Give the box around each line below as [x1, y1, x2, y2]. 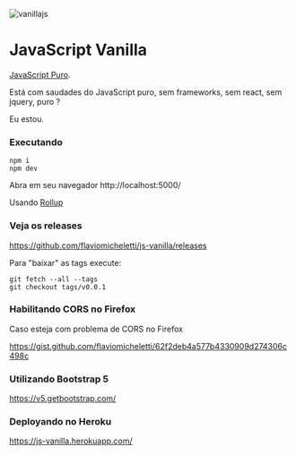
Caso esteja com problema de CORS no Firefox [9, 323, 184, 334]
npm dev [9, 164, 39, 174]
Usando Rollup [9, 197, 64, 208]
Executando [9, 135, 63, 148]
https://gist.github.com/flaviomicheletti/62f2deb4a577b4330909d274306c [9, 340, 287, 351]
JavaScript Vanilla [9, 40, 148, 60]
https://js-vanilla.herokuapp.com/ [9, 435, 133, 447]
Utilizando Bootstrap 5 [9, 373, 109, 385]
